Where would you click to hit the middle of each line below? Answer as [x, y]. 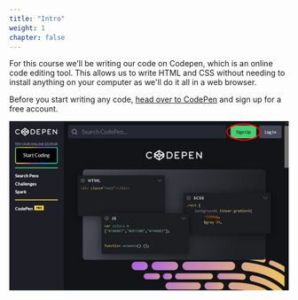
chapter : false [37, 37]
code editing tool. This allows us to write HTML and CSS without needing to [147, 73]
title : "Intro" [37, 19]
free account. [34, 109]
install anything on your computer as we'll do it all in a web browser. [133, 82]
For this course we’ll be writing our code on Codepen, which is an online [141, 64]
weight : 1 [27, 28]
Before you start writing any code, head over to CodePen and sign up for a [145, 100]
